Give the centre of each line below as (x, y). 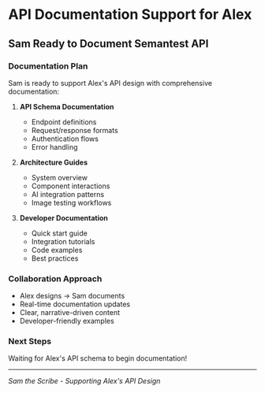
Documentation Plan (48, 66)
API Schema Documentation (67, 106)
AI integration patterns (68, 194)
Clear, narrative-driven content (70, 313)
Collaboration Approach (55, 279)
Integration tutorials (63, 241)
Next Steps (30, 342)
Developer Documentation (64, 217)
